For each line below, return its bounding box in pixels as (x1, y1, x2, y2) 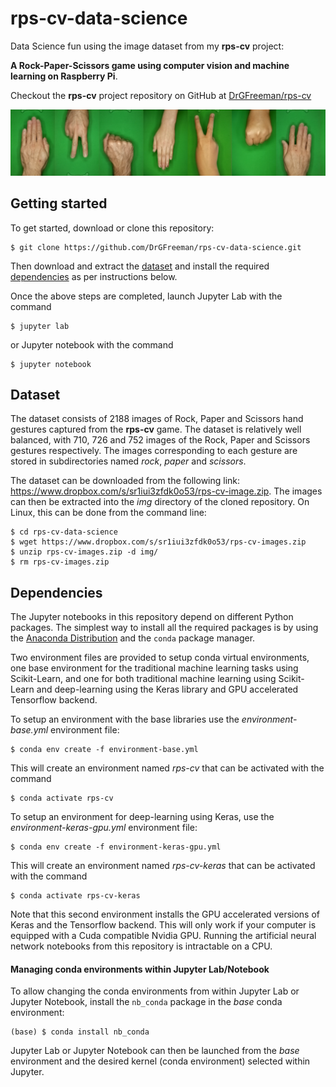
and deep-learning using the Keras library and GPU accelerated (36, 683, 299, 696)
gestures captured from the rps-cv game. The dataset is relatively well (10, 423, 302, 436)
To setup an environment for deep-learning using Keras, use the (10, 811, 275, 823)
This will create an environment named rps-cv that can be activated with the (10, 762, 325, 774)
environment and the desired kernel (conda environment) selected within (10, 1055, 311, 1067)
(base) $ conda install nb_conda (10, 1027, 150, 1037)
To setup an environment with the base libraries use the (10, 713, 240, 726)
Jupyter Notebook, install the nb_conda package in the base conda (10, 996, 283, 1008)
